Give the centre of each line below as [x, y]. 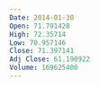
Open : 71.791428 [40, 26]
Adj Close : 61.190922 [50, 59]
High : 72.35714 [38, 34]
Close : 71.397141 [42, 51]
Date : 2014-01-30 [42, 17]
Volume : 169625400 [44, 68]
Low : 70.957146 [38, 43]
